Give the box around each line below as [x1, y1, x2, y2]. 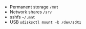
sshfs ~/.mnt [9, 14, 36, 19]
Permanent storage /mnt [9, 4, 59, 10]
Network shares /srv [9, 9, 52, 15]
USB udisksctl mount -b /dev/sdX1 [9, 19, 82, 25]
